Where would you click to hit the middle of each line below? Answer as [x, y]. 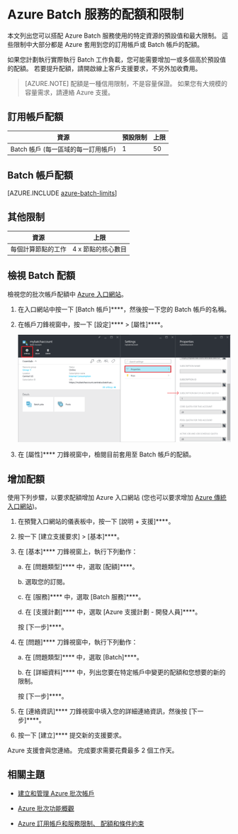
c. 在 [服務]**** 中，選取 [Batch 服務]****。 [81, 596]
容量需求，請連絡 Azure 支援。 [69, 92]
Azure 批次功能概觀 [46, 808]
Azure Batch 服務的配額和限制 [96, 15]
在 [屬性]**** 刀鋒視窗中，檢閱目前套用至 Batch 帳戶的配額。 [106, 454]
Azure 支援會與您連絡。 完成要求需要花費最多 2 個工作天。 [93, 750]
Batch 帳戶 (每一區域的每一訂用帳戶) [63, 149]
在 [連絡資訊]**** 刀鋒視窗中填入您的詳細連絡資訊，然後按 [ [104, 711]
